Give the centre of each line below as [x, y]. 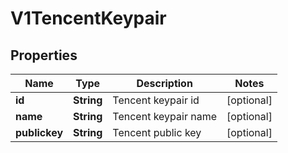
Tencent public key [157, 132]
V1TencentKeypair [88, 18]
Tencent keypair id [156, 100]
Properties [44, 55]
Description [164, 83]
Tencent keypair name [164, 116]
